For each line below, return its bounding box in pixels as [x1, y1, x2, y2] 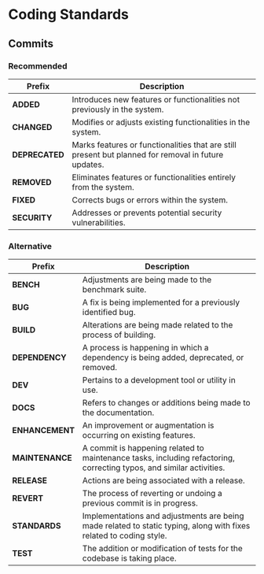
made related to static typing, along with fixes [82, 520, 251, 531]
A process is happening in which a [82, 343, 210, 354]
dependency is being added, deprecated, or [82, 352, 244, 363]
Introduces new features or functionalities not [71, 94, 240, 105]
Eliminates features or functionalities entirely [71, 172, 236, 183]
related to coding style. [82, 530, 167, 541]
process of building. [82, 329, 156, 340]
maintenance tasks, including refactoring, [82, 453, 236, 464]
